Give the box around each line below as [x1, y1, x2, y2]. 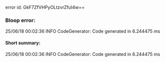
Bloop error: [5, 17, 36, 24]
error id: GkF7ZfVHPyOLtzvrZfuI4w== [5, 5, 85, 10]
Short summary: [5, 40, 41, 46]
